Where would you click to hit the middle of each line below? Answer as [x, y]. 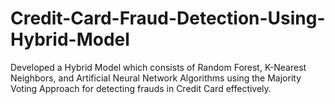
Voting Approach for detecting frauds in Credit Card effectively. [141, 88]
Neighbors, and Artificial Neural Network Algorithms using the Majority [156, 78]
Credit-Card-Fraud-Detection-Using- [168, 18]
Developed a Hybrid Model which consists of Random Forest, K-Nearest [158, 67]
